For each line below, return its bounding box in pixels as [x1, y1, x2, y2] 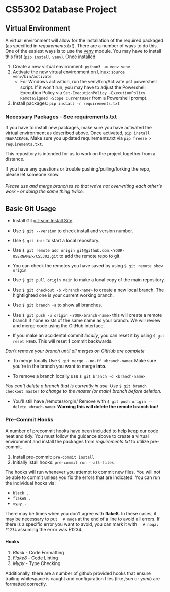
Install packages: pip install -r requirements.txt [12, 100, 120, 106]
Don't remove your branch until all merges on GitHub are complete [5, 348, 145, 354]
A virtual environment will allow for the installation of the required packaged [5, 37, 163, 43]
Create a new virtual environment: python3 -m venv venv [12, 64, 130, 69]
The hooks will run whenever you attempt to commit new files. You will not [5, 469, 161, 475]
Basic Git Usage [5, 204, 57, 213]
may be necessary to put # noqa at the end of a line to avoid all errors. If [5, 516, 160, 522]
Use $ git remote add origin [12, 247, 75, 253]
